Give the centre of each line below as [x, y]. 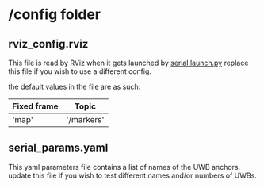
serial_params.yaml [58, 148]
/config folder [55, 15]
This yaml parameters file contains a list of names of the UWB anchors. [124, 167]
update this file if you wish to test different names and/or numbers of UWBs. [133, 175]
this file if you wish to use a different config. [80, 71]
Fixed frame [35, 106]
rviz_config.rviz [48, 44]
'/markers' [85, 119]
